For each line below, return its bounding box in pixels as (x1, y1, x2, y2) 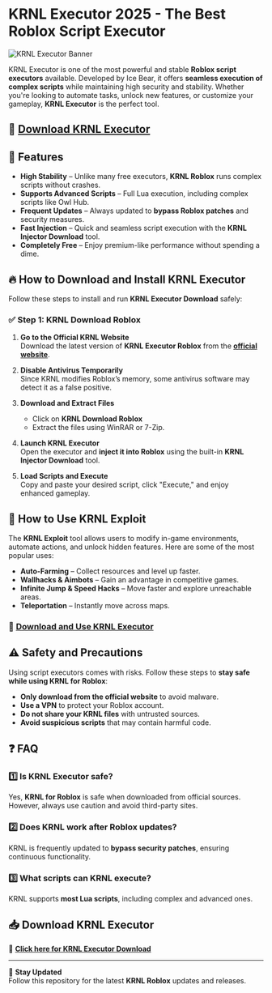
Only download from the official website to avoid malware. (19, 692, 219, 701)
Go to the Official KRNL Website (19, 333, 130, 343)
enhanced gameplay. (19, 488, 91, 498)
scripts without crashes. (19, 180, 101, 190)
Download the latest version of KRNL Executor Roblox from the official (19, 341, 257, 351)
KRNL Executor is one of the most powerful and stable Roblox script (8, 64, 237, 74)
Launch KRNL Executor (19, 438, 100, 448)
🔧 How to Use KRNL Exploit (8, 512, 147, 526)
